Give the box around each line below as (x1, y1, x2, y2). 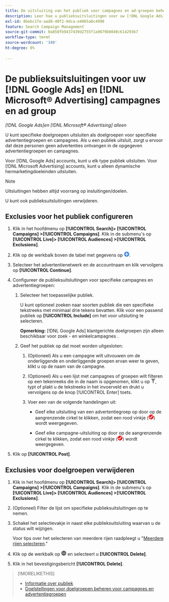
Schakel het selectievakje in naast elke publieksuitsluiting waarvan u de (12, 520, 161, 526)
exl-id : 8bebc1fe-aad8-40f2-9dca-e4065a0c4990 (5, 19, 105, 24)
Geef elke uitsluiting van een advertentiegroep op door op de (35, 409, 162, 415)
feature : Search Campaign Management (5, 24, 84, 29)
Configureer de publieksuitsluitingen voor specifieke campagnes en (12, 277, 153, 283)
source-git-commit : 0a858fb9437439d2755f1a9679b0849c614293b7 (5, 29, 138, 35)
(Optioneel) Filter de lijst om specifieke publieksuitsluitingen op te (12, 505, 148, 511)
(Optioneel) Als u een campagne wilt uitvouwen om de (27, 353, 140, 359)
